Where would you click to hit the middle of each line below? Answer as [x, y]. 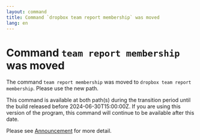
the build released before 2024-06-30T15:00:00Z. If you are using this [94, 106]
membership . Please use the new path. [53, 88]
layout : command [26, 12]
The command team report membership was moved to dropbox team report [99, 82]
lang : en [17, 23]
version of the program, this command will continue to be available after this [100, 113]
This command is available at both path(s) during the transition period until [98, 100]
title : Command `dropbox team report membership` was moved [83, 17]
